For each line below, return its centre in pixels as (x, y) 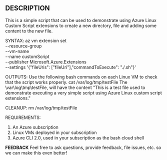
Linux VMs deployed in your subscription (54, 132)
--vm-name (17, 51)
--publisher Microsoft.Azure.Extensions (46, 61)
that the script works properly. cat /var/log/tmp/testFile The (66, 82)
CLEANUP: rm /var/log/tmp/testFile (41, 107)
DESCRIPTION (27, 8)
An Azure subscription (35, 127)
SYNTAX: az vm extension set (36, 40)
